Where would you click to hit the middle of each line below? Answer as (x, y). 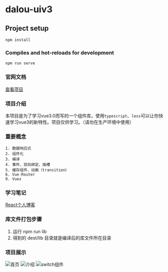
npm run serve (20, 63)
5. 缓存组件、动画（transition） (37, 170)
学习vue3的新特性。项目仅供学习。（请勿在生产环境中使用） (72, 122)
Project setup (27, 28)
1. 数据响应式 (18, 149)
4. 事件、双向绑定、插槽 (28, 165)
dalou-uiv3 (29, 9)
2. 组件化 (15, 154)
